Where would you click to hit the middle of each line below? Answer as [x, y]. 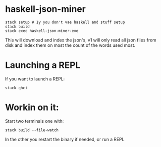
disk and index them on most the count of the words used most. [70, 45]
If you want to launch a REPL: [35, 79]
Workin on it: [32, 108]
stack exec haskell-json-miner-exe [42, 31]
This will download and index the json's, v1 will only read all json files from [81, 40]
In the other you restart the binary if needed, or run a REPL [65, 139]
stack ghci [16, 88]
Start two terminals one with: [34, 121]
